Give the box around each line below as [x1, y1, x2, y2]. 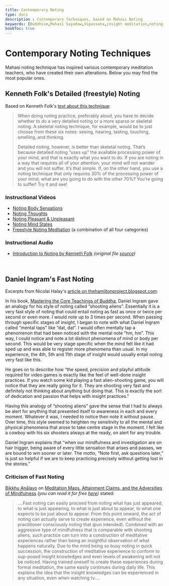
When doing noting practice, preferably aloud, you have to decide [17, 113, 154, 119]
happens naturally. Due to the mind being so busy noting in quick [17, 543, 152, 549]
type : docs [5, 12, 28, 17]
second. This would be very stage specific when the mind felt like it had [5, 341, 154, 347]
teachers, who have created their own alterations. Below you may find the [5, 70, 158, 76]
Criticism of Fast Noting [5, 473, 64, 480]
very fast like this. [5, 357, 42, 363]
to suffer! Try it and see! [17, 181, 67, 187]
